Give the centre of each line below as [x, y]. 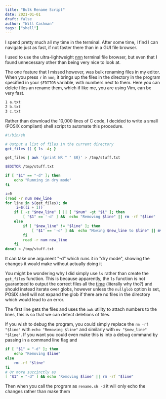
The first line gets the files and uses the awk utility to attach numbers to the [81, 309]
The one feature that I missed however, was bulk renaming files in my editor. [83, 72]
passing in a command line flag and [41, 340]
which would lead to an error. [35, 300]
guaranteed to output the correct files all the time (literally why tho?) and [79, 284]
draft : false [19, 19]
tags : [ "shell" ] [22, 28]
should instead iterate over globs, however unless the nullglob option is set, [83, 289]
